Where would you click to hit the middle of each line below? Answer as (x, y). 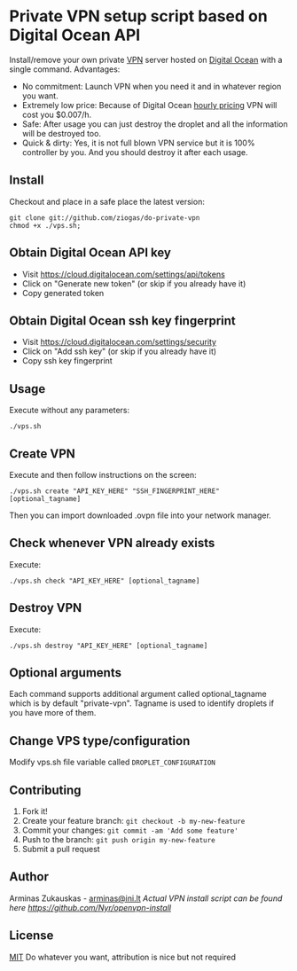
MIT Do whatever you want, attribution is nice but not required (123, 957)
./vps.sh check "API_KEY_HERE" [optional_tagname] (105, 581)
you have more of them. (53, 713)
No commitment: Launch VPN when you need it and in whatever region (152, 86)
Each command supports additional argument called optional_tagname (138, 694)
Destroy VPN (46, 608)
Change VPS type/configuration (100, 741)
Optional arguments (66, 673)
